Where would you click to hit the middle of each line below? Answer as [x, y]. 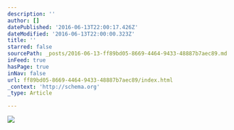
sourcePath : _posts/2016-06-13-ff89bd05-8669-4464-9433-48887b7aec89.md [117, 54]
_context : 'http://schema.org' [54, 87]
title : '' [22, 40]
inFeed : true [27, 60]
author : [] [23, 21]
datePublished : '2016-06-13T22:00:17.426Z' [73, 27]
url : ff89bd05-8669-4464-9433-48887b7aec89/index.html [90, 80]
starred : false [30, 47]
